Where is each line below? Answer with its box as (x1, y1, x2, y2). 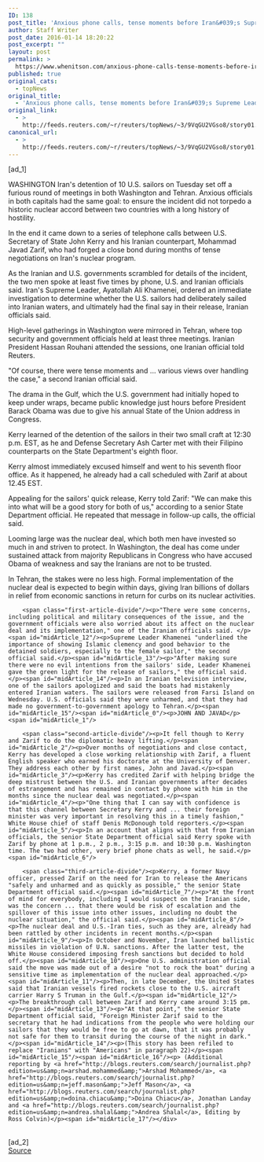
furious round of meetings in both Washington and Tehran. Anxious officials (8, 188, 253, 197)
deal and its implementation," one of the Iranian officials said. (8, 627, 234, 635)
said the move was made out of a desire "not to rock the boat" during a (8, 964, 255, 972)
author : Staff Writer (8, 26, 79, 34)
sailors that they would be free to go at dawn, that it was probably (8, 1026, 244, 1034)
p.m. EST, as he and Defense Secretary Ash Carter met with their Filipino (8, 438, 244, 448)
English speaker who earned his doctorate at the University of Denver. (8, 758, 251, 766)
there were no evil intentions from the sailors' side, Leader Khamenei (8, 661, 251, 669)
